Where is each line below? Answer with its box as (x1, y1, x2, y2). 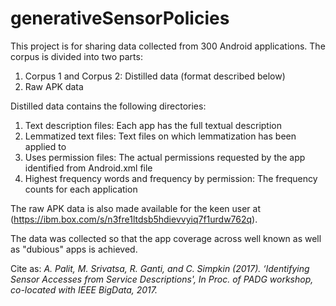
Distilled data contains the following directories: (10, 100, 207, 112)
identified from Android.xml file (24, 162, 153, 174)
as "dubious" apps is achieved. (10, 243, 138, 255)
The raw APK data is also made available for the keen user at (10, 202, 261, 214)
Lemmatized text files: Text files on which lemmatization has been (24, 130, 297, 142)
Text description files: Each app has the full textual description (24, 119, 282, 131)
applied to (24, 140, 67, 152)
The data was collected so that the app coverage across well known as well (10, 232, 322, 244)
